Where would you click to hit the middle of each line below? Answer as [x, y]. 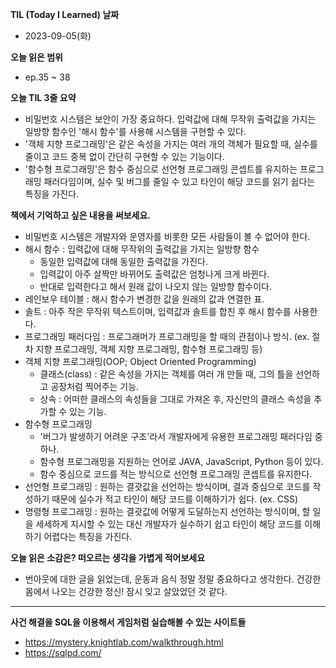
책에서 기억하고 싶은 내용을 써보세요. [81, 215]
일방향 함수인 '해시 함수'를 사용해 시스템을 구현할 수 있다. [135, 131]
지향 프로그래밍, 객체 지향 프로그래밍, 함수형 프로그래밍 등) [149, 349]
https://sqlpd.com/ [63, 652]
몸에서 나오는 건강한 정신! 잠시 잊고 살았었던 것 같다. [126, 591]
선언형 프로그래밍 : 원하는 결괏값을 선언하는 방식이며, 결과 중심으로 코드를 [167, 486]
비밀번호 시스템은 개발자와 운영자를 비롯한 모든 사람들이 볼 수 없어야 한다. [167, 236]
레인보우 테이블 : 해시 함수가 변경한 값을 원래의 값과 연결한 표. [144, 299]
